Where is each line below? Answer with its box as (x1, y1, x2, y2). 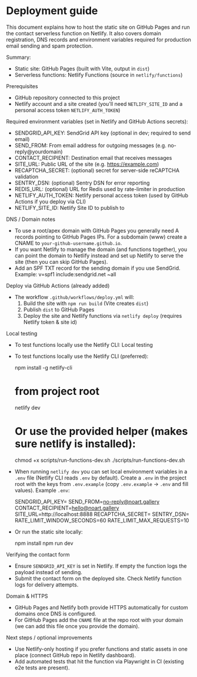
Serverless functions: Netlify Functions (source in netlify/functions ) (14, 71, 183, 78)
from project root (14, 385, 100, 398)
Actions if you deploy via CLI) (14, 198, 86, 205)
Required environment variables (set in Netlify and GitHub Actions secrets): (6, 118, 188, 125)
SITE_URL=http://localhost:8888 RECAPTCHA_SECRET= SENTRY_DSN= (14, 510, 189, 518)
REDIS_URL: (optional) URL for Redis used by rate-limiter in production (14, 185, 185, 192)
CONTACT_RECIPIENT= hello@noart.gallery (14, 504, 119, 511)
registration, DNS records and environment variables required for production (6, 36, 191, 43)
